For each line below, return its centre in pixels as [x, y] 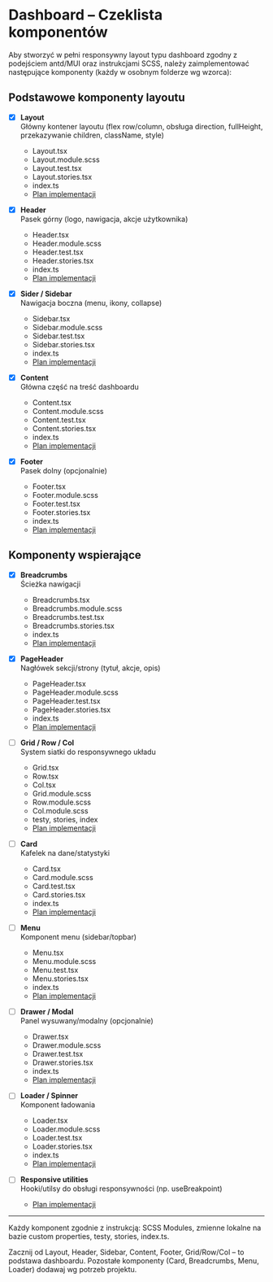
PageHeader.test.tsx [66, 701]
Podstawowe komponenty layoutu [97, 98]
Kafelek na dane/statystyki [65, 853]
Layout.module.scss [66, 159]
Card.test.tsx [54, 886]
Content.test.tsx [59, 420]
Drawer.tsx [50, 1037]
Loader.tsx [50, 1121]
